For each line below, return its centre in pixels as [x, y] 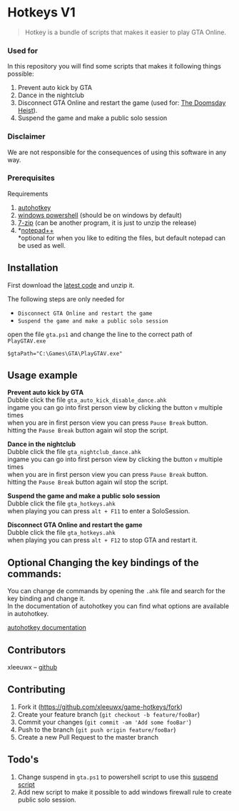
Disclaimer [26, 136]
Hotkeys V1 [42, 12]
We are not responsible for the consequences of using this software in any [117, 152]
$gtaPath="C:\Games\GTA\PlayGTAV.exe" [65, 353]
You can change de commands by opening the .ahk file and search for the [117, 591]
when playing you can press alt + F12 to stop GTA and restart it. [102, 540]
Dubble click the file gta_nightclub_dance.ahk [74, 452]
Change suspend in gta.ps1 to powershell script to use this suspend [118, 777]
